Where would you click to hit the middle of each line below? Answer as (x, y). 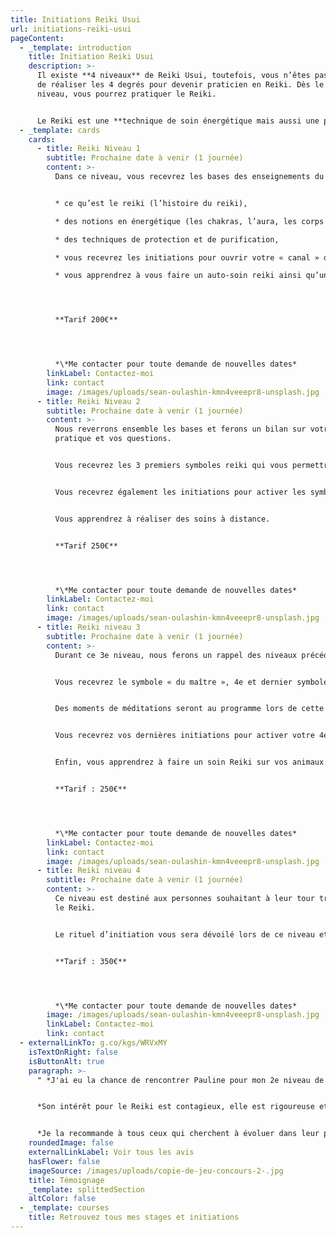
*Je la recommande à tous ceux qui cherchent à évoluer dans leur (178, 1134)
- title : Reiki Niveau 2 (88, 401)
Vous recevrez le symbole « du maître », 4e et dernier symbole (191, 682)
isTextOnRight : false (73, 1052)
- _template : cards (60, 130)
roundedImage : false (71, 1143)
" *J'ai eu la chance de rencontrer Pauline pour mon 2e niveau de (180, 1080)
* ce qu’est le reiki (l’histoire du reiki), (151, 203)
